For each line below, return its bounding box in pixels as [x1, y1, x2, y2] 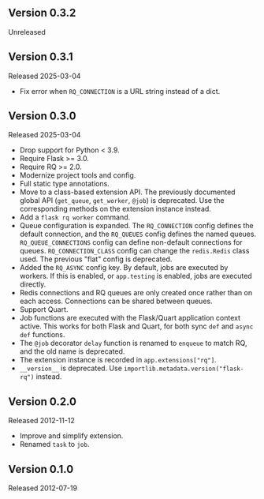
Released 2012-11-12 [8, 416, 75, 426]
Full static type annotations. [19, 179, 110, 189]
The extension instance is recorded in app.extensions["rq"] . [19, 355, 217, 365]
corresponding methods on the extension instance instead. [19, 204, 211, 214]
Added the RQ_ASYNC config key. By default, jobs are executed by [19, 263, 229, 272]
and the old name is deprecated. [19, 347, 125, 356]
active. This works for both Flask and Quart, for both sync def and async [19, 321, 254, 331]
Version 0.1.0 [8, 462, 74, 476]
